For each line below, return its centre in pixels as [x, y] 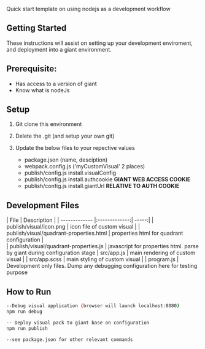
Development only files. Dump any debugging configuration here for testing [102, 266]
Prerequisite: [32, 69]
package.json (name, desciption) [66, 160]
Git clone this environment [48, 124]
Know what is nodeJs [42, 90]
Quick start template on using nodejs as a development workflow [88, 9]
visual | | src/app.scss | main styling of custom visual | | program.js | [93, 259]
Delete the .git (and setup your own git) [65, 136]
